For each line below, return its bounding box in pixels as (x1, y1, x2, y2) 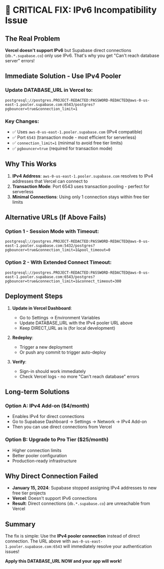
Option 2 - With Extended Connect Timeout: (5, 259, 112, 266)
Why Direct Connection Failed (5, 472, 98, 480)
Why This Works (5, 160, 57, 168)
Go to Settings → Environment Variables (19, 314, 100, 320)
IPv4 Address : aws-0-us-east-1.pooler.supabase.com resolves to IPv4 (12, 173, 153, 179)
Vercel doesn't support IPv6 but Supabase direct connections (5, 48, 131, 53)
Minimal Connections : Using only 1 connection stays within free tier (12, 194, 150, 200)
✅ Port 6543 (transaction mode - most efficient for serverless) (12, 134, 137, 140)
